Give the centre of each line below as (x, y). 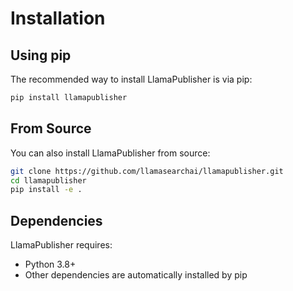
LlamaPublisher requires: (61, 245)
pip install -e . (46, 190)
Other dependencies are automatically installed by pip (136, 275)
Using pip (41, 55)
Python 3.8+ (50, 264)
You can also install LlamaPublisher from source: (110, 153)
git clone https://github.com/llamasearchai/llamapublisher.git (147, 171)
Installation (58, 18)
